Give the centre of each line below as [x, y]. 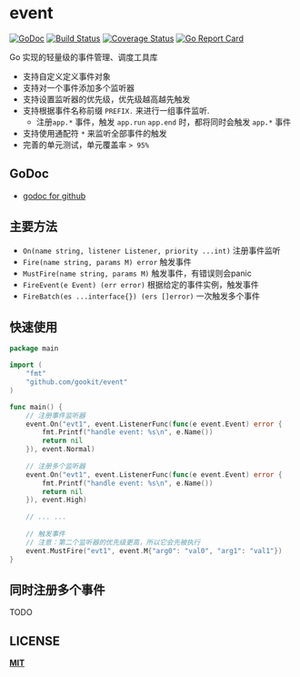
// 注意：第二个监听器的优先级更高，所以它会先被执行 [113, 542]
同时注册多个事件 [57, 590]
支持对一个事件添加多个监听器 [78, 87]
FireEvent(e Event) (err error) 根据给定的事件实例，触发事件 [140, 284]
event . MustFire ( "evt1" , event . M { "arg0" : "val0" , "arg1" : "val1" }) [154, 551]
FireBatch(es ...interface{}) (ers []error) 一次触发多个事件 [141, 296]
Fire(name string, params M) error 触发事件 [107, 261]
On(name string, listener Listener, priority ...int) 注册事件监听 [151, 250]
